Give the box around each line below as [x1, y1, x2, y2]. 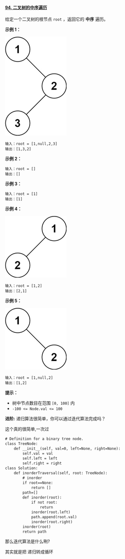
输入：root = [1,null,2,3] [5, 142, 57, 147]
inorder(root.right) [31, 519, 73, 525]
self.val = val [22, 451, 54, 456]
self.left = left [22, 456, 57, 461]
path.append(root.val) [31, 515, 77, 520]
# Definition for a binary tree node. [5, 436, 84, 442]
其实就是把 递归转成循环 [5, 549, 54, 555]
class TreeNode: [5, 441, 38, 447]
